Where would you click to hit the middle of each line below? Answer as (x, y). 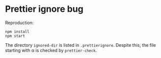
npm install (17, 31)
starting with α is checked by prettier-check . (51, 50)
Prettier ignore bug (44, 9)
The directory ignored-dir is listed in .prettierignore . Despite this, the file (80, 45)
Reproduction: (19, 23)
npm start (15, 36)
